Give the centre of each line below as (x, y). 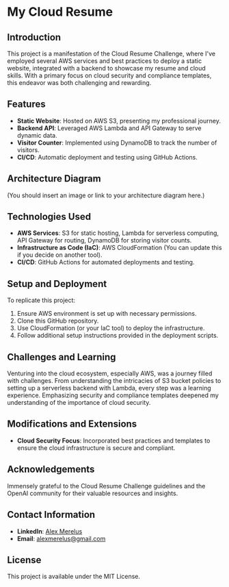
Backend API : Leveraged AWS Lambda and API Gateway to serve (109, 128)
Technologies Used (49, 217)
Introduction (34, 37)
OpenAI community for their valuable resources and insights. (93, 493)
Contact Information (51, 515)
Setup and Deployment (57, 284)
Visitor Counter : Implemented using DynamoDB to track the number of (117, 142)
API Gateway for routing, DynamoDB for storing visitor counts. (104, 240)
